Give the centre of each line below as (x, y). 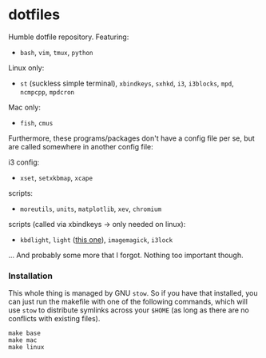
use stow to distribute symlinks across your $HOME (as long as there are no (129, 310)
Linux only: (26, 68)
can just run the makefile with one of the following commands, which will (128, 302)
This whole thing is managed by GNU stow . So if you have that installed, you (133, 293)
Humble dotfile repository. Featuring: (69, 37)
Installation (31, 276)
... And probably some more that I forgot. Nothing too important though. (126, 255)
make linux (26, 348)
